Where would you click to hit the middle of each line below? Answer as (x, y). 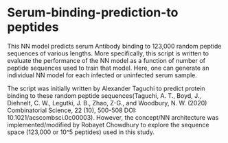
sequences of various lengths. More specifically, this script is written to (108, 53)
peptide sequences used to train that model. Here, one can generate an (108, 68)
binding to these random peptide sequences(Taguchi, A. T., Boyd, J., (104, 95)
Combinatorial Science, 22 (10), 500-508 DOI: (72, 110)
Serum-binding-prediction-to (93, 13)
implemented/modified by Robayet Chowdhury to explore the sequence (108, 125)
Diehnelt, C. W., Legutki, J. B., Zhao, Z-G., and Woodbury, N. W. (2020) (107, 103)
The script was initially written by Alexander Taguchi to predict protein (106, 88)
